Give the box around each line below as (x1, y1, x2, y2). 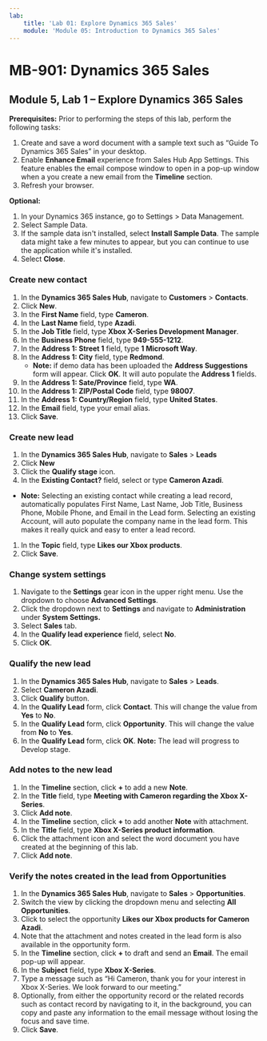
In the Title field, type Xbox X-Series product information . (20, 825, 215, 834)
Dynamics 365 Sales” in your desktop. (20, 147, 147, 156)
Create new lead (9, 432, 74, 443)
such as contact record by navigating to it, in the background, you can (20, 999, 252, 1009)
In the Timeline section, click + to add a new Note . (20, 782, 189, 792)
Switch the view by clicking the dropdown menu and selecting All (20, 898, 237, 907)
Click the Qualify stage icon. (20, 466, 116, 476)
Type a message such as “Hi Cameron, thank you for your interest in (20, 974, 246, 983)
